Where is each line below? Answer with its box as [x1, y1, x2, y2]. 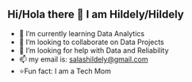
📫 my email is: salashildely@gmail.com [18, 54, 148, 64]
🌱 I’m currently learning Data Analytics [18, 28, 144, 38]
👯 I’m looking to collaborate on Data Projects [18, 37, 164, 47]
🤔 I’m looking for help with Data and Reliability [18, 45, 169, 55]
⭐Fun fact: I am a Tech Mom [18, 66, 112, 76]
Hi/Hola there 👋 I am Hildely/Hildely [7, 8, 184, 21]
